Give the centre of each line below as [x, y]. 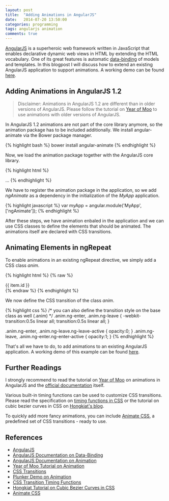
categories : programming [32, 24]
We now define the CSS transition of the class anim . [60, 300]
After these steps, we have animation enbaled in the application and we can [84, 220]
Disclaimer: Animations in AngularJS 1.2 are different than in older [86, 104]
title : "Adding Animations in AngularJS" [51, 15]
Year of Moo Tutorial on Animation [49, 466]
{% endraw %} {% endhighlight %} [42, 290]
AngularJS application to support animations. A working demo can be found [85, 70]
